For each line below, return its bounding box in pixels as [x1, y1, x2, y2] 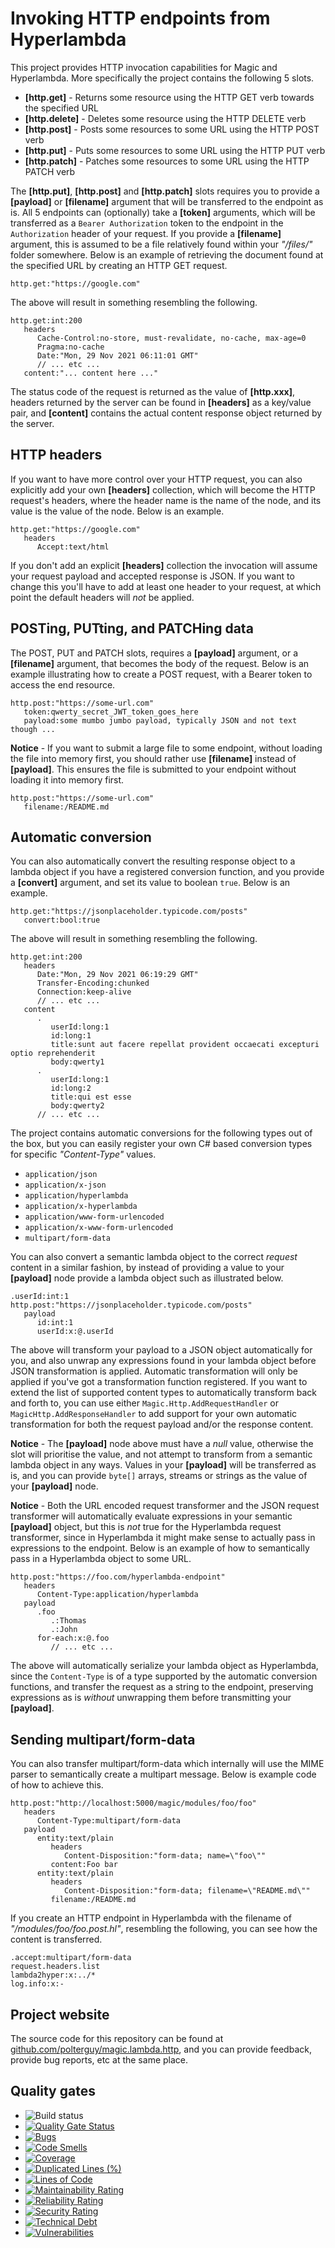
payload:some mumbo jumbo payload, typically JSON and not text [23, 715, 298, 726]
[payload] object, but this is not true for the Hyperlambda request [10, 1521, 282, 1533]
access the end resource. [10, 678, 116, 691]
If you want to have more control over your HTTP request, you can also [10, 473, 303, 485]
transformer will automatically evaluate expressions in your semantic [10, 1510, 293, 1522]
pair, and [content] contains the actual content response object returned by [10, 407, 323, 419]
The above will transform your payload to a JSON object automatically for [10, 1344, 313, 1356]
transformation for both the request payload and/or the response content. [10, 1418, 314, 1431]
